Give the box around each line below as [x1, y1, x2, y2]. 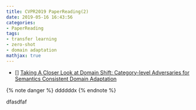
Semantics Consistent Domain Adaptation [14, 75, 117, 82]
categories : [6, 20, 36, 25]
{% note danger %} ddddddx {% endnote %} [6, 86, 116, 93]
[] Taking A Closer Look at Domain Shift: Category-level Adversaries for [14, 69, 190, 76]
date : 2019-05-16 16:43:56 [6, 14, 73, 20]
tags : [6, 31, 20, 37]
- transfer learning [6, 36, 58, 42]
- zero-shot [6, 42, 36, 48]
